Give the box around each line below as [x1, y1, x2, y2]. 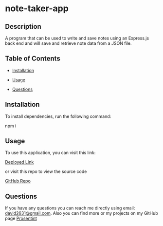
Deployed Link [5, 159, 34, 165]
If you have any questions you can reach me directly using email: [5, 205, 135, 211]
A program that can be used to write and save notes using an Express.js [5, 35, 149, 41]
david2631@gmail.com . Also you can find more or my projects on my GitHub [5, 210, 158, 216]
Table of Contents [5, 55, 61, 63]
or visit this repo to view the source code [5, 169, 87, 174]
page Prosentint [5, 215, 37, 222]
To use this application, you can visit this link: [5, 150, 96, 156]
